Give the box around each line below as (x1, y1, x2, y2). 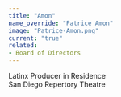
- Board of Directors (8, 49, 81, 57)
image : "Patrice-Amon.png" (8, 26, 99, 34)
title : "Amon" (8, 11, 56, 20)
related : (8, 42, 38, 50)
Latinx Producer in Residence (8, 71, 106, 80)
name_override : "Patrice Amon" (8, 19, 114, 27)
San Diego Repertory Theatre (8, 79, 106, 89)
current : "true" (8, 34, 63, 42)
